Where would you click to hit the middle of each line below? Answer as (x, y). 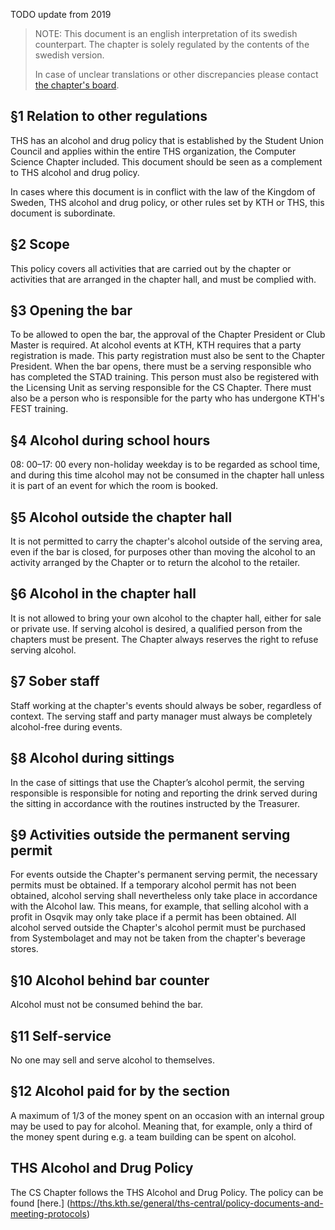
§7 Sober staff (55, 681)
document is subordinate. (63, 213)
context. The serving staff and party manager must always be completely (161, 716)
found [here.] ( (40, 1203)
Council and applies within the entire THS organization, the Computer (153, 151)
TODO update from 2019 (61, 14)
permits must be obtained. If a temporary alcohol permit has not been (153, 885)
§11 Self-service (61, 1035)
